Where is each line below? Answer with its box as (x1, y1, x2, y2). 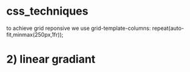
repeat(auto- (152, 24, 185, 32)
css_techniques (6, 4, 89, 18)
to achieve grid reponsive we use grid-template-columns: (6, 24, 151, 32)
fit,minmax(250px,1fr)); (6, 31, 64, 38)
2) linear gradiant (6, 52, 96, 67)
